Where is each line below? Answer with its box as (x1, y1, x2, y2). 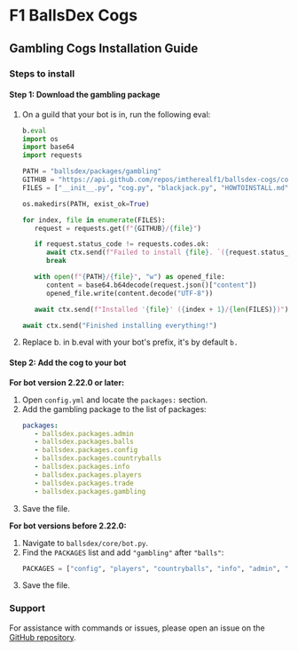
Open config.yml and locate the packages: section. (21, 394, 208, 405)
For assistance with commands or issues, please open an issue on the (9, 623, 265, 633)
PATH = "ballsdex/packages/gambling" (21, 167, 162, 176)
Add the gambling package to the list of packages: (21, 403, 207, 414)
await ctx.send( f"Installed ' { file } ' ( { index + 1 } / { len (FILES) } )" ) (34, 305, 289, 314)
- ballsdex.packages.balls (34, 437, 135, 447)
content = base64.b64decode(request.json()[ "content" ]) (45, 281, 257, 290)
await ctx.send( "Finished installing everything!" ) (21, 321, 217, 329)
